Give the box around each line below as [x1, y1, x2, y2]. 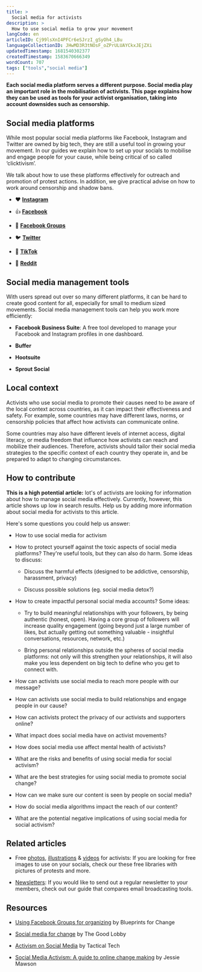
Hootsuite [14, 354, 41, 361]
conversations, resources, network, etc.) [24, 634, 125, 642]
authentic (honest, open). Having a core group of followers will [24, 616, 180, 623]
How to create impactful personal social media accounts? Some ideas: [14, 598, 190, 605]
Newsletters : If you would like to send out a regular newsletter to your [14, 879, 188, 886]
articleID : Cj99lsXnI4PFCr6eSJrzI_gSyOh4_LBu [6, 37, 122, 43]
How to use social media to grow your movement [11, 25, 134, 32]
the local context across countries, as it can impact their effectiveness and [6, 405, 192, 412]
